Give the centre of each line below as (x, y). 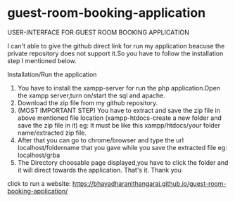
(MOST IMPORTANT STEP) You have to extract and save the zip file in (119, 110)
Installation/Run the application (52, 74)
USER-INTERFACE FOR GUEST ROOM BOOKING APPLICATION (99, 32)
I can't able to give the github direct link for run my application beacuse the (116, 46)
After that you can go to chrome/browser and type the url (101, 140)
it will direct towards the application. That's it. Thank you (99, 170)
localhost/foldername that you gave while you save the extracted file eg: (122, 147)
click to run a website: (39, 183)
